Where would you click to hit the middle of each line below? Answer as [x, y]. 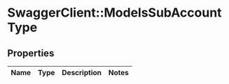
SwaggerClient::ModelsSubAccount [114, 13]
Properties [31, 53]
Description [82, 73]
